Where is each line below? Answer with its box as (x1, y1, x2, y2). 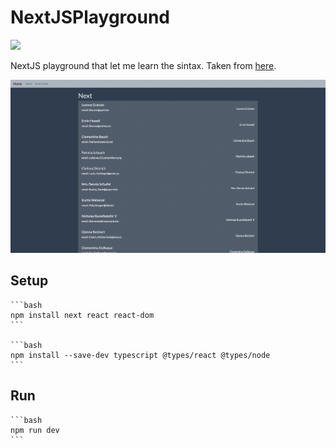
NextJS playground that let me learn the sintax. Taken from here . (10, 59, 277, 71)
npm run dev (10, 425, 60, 435)
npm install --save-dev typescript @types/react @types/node (10, 350, 271, 360)
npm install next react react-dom (10, 310, 155, 320)
